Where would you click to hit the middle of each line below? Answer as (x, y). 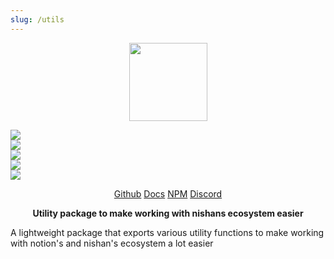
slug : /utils (37, 19)
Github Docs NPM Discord (168, 193)
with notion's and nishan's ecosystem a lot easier (112, 243)
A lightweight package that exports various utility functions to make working (167, 232)
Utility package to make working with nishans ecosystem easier (168, 213)
